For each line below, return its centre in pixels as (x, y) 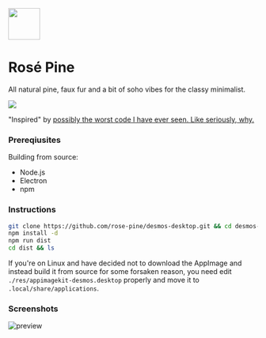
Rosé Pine (42, 68)
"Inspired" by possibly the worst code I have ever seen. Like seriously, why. (131, 119)
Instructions (32, 210)
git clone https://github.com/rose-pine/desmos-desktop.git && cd (120, 226)
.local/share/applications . (54, 288)
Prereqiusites (34, 140)
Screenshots (33, 309)
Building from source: (44, 157)
